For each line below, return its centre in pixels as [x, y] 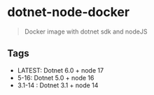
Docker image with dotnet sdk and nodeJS [86, 31]
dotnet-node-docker [69, 12]
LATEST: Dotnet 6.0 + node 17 [60, 70]
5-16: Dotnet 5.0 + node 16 [56, 78]
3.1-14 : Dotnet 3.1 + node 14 [58, 85]
